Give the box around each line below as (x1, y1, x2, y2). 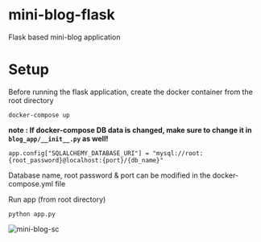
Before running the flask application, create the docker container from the (8, 87, 254, 96)
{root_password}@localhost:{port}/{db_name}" (8, 156, 164, 164)
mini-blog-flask (8, 6, 115, 24)
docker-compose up (8, 111, 70, 119)
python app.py (8, 210, 56, 218)
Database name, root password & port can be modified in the (8, 170, 211, 180)
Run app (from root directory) (8, 195, 106, 204)
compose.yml (8, 178, 54, 188)
